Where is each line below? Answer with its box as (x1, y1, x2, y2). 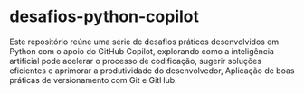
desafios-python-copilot (9, 6, 200, 27)
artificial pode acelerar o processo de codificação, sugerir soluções (9, 55, 262, 66)
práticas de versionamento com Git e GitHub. (9, 74, 178, 85)
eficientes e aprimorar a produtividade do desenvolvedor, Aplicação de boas (9, 65, 295, 76)
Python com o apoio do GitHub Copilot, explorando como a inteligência (9, 45, 274, 56)
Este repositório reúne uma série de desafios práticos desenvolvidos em (9, 36, 280, 47)
